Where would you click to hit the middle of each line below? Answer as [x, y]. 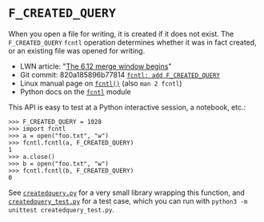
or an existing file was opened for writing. [77, 50]
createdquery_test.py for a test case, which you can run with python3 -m [128, 200]
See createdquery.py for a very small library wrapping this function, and [127, 192]
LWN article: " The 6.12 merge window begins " [96, 66]
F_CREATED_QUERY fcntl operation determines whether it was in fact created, [133, 42]
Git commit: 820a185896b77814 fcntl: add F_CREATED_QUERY [120, 74]
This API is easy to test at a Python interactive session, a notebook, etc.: [127, 107]
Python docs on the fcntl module [75, 91]
